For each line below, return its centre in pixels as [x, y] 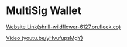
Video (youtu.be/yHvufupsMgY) [44, 38]
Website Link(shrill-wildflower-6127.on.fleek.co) [63, 27]
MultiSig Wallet [44, 11]
